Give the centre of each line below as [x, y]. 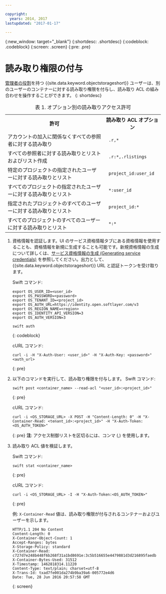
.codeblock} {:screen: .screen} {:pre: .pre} [48, 47]
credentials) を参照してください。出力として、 [59, 259]
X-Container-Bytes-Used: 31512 [44, 560]
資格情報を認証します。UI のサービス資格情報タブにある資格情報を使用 [84, 241]
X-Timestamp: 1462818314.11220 [44, 564]
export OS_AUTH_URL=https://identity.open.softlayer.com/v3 [75, 305]
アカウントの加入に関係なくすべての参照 [54, 137]
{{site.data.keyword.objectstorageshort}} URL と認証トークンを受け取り [85, 266]
